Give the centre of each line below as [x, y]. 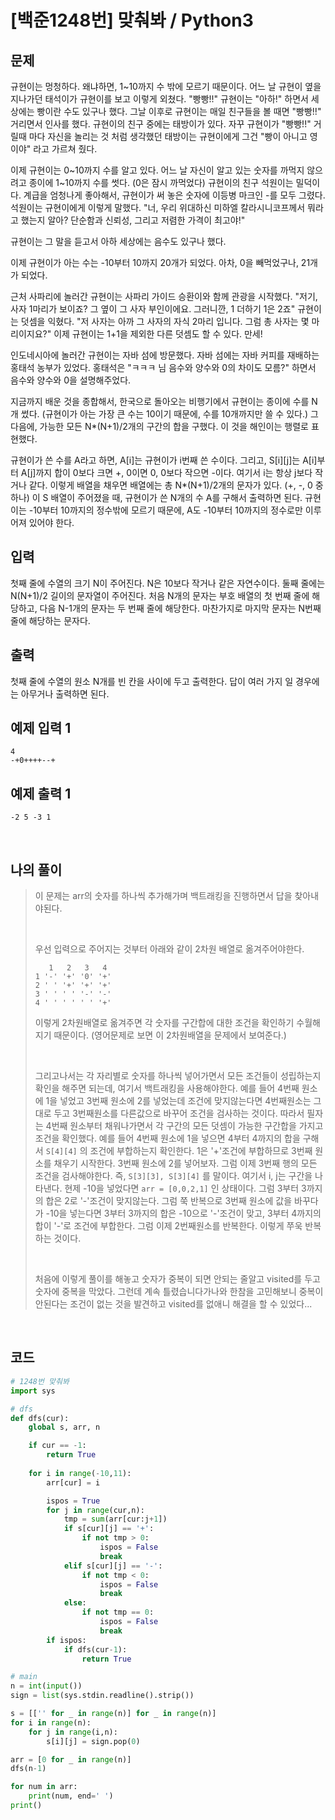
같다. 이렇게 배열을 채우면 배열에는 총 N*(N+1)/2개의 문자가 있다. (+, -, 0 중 [176, 485]
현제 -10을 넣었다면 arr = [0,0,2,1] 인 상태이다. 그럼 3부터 [182, 1188]
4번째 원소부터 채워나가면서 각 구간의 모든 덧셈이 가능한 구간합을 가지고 [184, 1126]
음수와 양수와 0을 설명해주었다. [71, 380]
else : [75, 1603]
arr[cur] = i [73, 1482]
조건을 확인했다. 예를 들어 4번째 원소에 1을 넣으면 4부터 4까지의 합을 [167, 1138]
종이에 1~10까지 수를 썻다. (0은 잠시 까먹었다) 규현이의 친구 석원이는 [161, 182]
